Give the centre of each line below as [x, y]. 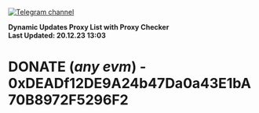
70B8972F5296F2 [68, 100]
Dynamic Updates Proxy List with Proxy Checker [89, 27]
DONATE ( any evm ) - [77, 67]
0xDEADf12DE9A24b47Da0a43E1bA [129, 84]
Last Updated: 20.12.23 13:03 [57, 35]
